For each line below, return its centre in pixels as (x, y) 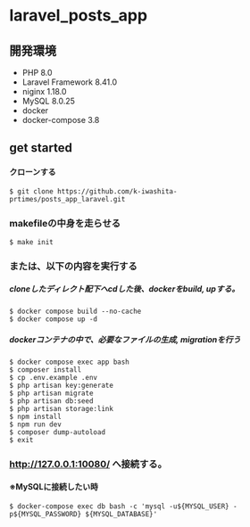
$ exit (21, 440)
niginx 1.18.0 (44, 91)
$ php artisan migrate (51, 393)
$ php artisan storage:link (62, 408)
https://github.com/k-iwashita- (117, 191)
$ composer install (46, 370)
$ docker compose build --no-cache (75, 311)
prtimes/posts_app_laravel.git (67, 199)
